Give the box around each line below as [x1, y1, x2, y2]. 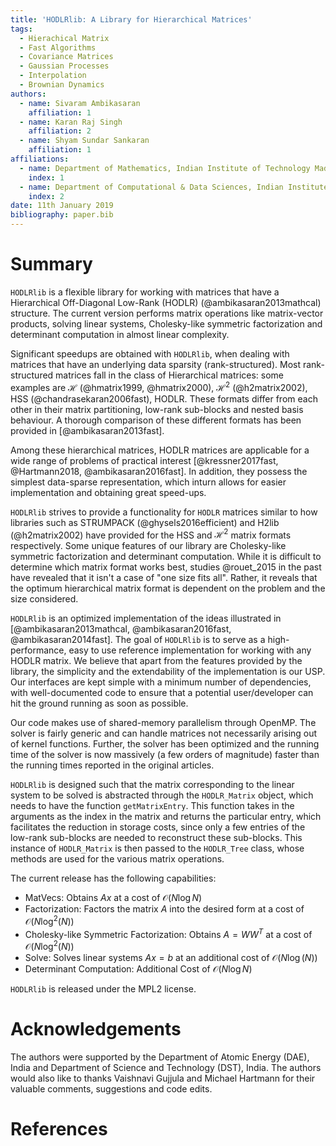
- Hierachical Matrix [19, 33, 110, 43]
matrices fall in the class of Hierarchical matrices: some [55, 369, 285, 381]
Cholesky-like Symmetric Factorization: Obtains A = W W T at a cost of [24, 926, 313, 940]
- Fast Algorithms [19, 42, 97, 53]
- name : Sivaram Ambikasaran [19, 98, 141, 108]
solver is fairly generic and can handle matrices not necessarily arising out [10, 727, 318, 740]
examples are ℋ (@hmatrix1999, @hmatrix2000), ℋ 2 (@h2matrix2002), [10, 379, 308, 393]
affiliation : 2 [28, 126, 92, 136]
